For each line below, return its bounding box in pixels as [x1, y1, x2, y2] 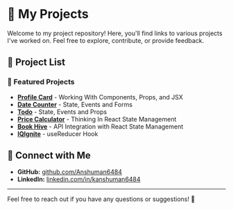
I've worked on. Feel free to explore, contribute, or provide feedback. [7, 36, 205, 44]
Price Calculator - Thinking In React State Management [17, 115, 177, 123]
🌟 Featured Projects [7, 77, 75, 87]
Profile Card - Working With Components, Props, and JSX [17, 93, 184, 101]
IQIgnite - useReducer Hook [17, 129, 98, 137]
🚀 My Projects [7, 6, 89, 22]
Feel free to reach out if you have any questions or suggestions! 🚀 [7, 195, 196, 203]
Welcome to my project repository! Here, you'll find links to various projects [7, 29, 223, 37]
